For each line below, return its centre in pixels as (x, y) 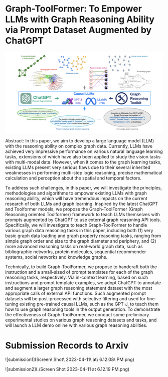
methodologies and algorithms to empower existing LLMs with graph (76, 193)
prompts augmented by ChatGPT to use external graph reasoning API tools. (83, 220)
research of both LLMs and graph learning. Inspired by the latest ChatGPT (82, 204)
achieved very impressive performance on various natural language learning (84, 151)
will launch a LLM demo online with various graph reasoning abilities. (76, 325)
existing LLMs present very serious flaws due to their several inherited (78, 167)
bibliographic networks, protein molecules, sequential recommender (76, 252)
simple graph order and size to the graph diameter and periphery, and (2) (81, 241)
